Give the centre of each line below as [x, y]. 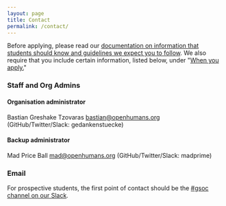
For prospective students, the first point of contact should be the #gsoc [108, 188]
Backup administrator [39, 140]
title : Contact [29, 20]
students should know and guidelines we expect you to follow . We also [107, 53]
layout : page [26, 13]
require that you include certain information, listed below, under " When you [113, 60]
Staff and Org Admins [44, 85]
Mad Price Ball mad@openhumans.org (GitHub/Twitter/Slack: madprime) [110, 155]
